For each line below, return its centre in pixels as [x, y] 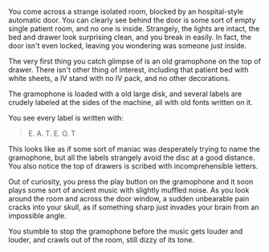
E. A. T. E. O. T [52, 133]
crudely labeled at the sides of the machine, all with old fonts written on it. [130, 102]
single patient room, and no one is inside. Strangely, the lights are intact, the [134, 28]
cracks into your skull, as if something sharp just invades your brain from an [134, 207]
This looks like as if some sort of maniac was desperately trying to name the [134, 149]
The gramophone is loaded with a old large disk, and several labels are [125, 94]
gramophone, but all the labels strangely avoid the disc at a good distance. [132, 157]
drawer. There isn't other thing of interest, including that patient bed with [128, 70]
